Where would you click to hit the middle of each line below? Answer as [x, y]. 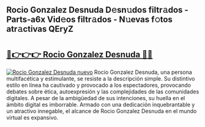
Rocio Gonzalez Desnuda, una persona [143, 72]
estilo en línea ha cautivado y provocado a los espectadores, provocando [99, 85]
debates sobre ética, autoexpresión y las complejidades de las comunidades [103, 92]
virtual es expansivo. [32, 118]
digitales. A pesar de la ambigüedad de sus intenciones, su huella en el [96, 98]
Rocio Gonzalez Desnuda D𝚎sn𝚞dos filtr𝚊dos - [97, 10]
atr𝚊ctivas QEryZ [40, 29]
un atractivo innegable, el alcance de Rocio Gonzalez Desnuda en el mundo [102, 111]
